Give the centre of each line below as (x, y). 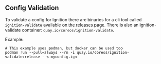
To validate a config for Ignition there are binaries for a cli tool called (73, 19)
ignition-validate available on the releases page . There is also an (72, 25)
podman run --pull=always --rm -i (40, 52)
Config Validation (32, 8)
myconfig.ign (64, 57)
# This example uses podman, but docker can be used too (64, 48)
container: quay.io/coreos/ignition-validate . (68, 30)
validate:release (23, 57)
